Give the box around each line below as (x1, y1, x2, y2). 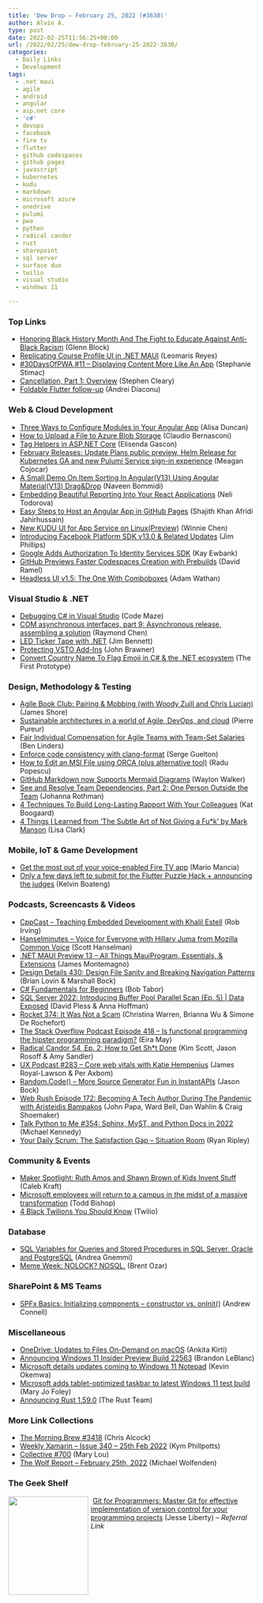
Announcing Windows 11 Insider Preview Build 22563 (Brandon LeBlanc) (19, 1353, 255, 1363)
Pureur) (19, 724, 45, 734)
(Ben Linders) (19, 741, 65, 751)
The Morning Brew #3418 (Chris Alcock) (19, 1433, 152, 1443)
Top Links (8, 316, 47, 327)
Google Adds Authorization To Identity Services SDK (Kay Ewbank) (19, 548, 239, 558)
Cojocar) (19, 464, 49, 474)
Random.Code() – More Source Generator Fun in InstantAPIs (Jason (19, 1076, 240, 1086)
